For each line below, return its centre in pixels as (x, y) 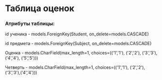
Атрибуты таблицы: (30, 24)
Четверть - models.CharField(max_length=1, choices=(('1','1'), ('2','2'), (75, 67)
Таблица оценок (40, 8)
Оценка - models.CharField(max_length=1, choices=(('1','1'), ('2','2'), (73, 53)
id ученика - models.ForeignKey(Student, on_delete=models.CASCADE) (77, 34)
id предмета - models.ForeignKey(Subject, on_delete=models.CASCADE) (78, 44)
